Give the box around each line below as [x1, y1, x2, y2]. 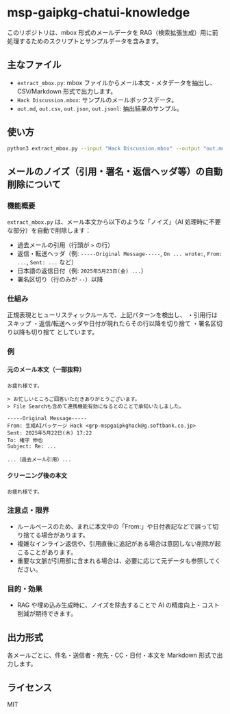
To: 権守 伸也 [7, 437, 43, 444]
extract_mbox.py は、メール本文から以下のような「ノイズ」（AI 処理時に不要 [7, 218, 221, 226]
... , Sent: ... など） [16, 258, 77, 266]
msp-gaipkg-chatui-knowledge [7, 5, 190, 21]
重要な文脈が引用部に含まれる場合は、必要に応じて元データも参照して [16, 557, 215, 565]
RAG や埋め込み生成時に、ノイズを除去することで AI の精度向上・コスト [16, 601, 220, 609]
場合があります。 [40, 531, 89, 540]
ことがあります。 [29, 548, 77, 557]
